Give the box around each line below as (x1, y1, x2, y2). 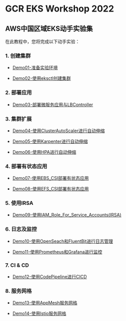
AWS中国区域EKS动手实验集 (5, 24, 93, 33)
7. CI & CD (5, 262, 29, 269)
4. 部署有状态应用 (5, 163, 47, 170)
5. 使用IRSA (5, 199, 33, 206)
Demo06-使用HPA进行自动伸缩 (12, 149, 76, 155)
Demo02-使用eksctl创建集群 (12, 75, 71, 81)
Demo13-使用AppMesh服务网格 (12, 300, 77, 306)
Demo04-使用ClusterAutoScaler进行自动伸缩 (12, 128, 105, 134)
